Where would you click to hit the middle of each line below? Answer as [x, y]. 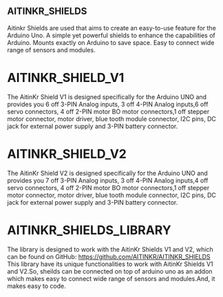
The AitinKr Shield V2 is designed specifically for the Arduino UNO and [107, 173]
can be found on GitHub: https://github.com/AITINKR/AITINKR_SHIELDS [109, 256]
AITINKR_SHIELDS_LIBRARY [89, 230]
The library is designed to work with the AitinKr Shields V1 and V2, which [110, 249]
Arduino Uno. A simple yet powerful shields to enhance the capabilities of [111, 35]
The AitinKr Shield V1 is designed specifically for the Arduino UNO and [107, 96]
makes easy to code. [37, 286]
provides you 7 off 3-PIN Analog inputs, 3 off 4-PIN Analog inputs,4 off [108, 180]
